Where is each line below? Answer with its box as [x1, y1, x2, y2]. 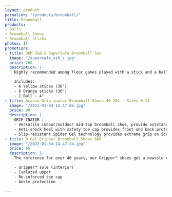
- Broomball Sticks [5, 37, 47, 42]
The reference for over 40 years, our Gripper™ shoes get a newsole [14, 155, 164, 161]
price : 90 [9, 108, 30, 113]
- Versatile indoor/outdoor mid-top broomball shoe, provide [14, 122, 147, 127]
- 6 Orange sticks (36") [14, 88, 67, 94]
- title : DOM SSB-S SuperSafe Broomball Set [5, 50, 102, 56]
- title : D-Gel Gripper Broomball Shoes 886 [5, 136, 102, 141]
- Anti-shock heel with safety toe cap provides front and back [14, 127, 155, 132]
